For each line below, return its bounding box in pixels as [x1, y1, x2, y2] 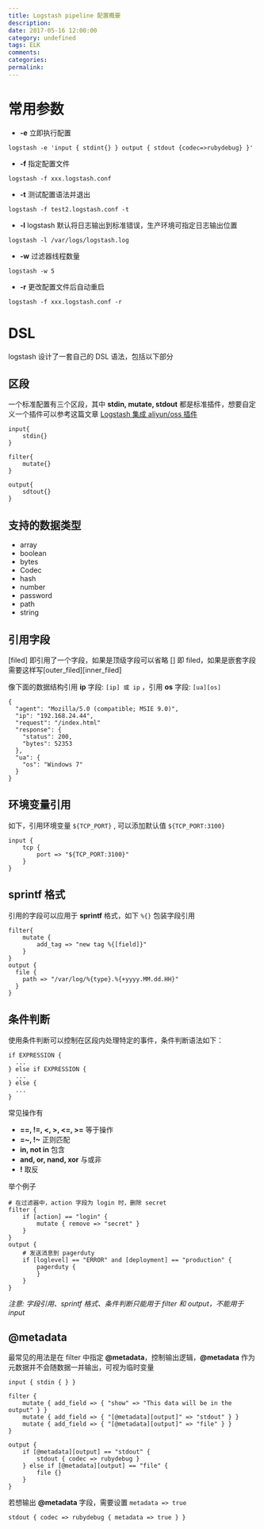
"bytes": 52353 [22, 740, 73, 748]
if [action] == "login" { [22, 1213, 109, 1220]
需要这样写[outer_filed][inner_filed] [8, 666, 122, 675]
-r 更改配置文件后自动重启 [19, 281, 105, 291]
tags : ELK [8, 41, 41, 49]
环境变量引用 [8, 798, 71, 812]
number [19, 582, 46, 592]
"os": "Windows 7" [22, 761, 83, 769]
